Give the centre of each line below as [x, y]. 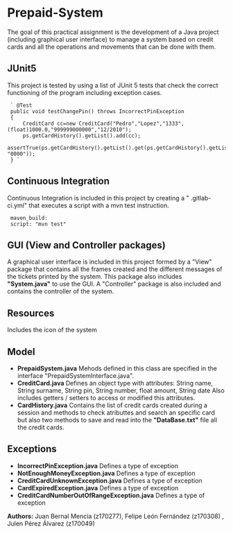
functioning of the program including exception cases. [85, 92]
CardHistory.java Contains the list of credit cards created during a [112, 405]
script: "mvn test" [38, 224]
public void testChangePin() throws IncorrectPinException [97, 111]
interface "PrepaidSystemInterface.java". [76, 376]
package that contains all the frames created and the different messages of [115, 269]
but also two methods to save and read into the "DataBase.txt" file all [117, 420]
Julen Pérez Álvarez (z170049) [51, 523]
